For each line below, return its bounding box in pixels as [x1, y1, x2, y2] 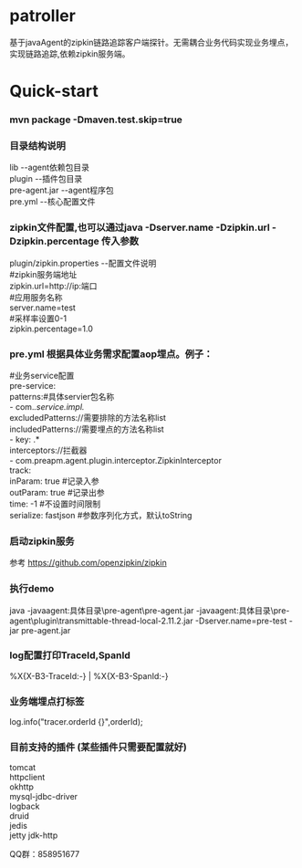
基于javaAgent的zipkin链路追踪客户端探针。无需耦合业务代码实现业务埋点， [9, 37, 294, 47]
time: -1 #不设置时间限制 [9, 498, 101, 509]
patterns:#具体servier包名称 [9, 391, 115, 402]
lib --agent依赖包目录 [9, 162, 89, 173]
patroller [9, 5, 76, 26]
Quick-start [9, 81, 99, 101]
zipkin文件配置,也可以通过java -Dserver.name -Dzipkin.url [9, 221, 271, 234]
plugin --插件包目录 [9, 173, 83, 184]
